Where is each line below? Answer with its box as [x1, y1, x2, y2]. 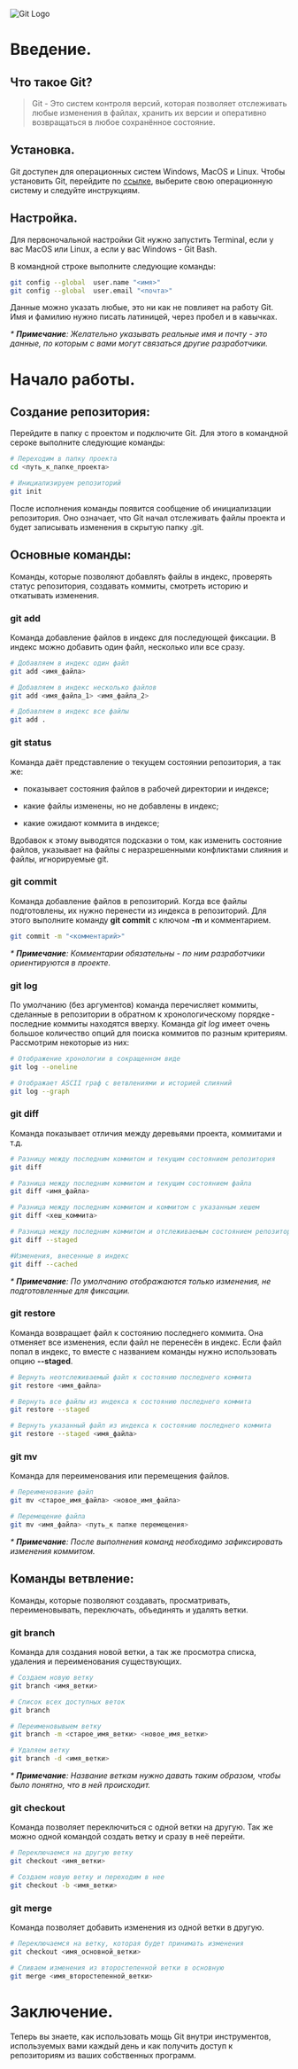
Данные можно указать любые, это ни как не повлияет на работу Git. [10, 302, 274, 313]
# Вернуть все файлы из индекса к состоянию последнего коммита [10, 1397, 252, 1406]
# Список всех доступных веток [10, 1698, 126, 1706]
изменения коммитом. [10, 1545, 96, 1556]
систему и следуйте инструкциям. [10, 184, 141, 195]
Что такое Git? [10, 74, 93, 90]
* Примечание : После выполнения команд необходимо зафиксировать [10, 1536, 284, 1547]
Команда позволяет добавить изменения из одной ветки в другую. [10, 1922, 264, 1932]
